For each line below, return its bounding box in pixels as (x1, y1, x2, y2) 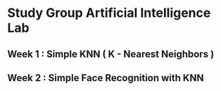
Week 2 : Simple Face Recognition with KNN (7, 72, 204, 84)
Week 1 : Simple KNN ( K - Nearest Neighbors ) (7, 48, 215, 60)
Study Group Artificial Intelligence (7, 5, 211, 21)
